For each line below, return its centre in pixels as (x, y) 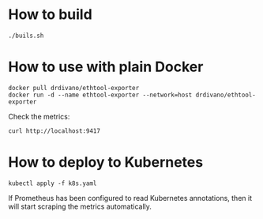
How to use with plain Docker (106, 67)
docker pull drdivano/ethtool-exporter (74, 88)
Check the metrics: (39, 116)
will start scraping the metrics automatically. (80, 206)
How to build (50, 15)
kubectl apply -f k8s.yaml (53, 183)
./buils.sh (26, 36)
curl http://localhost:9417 (54, 131)
